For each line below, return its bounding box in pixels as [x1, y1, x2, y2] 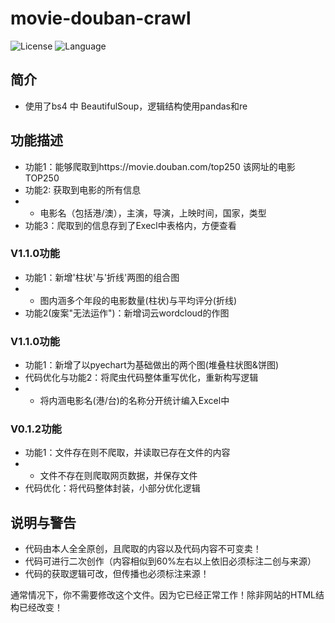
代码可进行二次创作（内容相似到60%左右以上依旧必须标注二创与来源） [24, 555, 317, 567]
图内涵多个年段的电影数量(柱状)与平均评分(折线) [39, 294, 238, 306]
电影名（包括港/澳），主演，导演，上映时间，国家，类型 [39, 207, 267, 219]
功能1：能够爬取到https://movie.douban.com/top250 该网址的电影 [24, 160, 296, 172]
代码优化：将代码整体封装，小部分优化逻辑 [24, 482, 201, 494]
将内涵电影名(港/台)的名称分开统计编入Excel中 [39, 395, 230, 407]
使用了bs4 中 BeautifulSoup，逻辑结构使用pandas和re [24, 100, 248, 112]
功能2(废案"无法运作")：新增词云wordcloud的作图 [24, 307, 230, 319]
